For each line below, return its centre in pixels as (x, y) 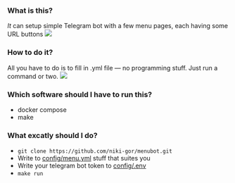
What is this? (30, 11)
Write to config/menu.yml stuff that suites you (84, 158)
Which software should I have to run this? (80, 94)
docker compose (42, 109)
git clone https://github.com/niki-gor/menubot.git (95, 151)
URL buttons (25, 34)
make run (30, 174)
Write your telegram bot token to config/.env (82, 166)
